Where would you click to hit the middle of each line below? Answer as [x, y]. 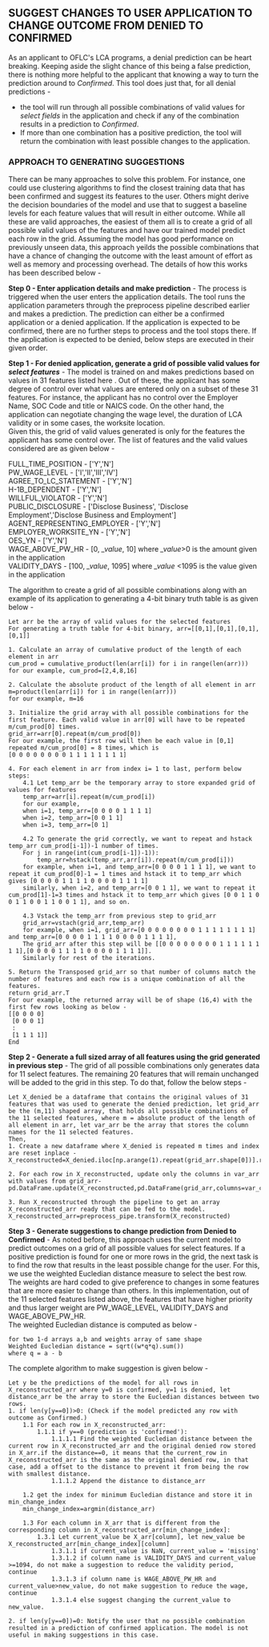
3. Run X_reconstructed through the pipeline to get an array [114, 1203]
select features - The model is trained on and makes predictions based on [131, 372]
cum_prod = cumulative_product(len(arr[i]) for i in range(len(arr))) [128, 664]
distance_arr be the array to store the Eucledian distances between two [134, 1397]
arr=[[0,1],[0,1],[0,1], [218, 629]
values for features [43, 790]
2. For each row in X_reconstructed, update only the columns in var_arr [134, 1175]
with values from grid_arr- [55, 1181]
